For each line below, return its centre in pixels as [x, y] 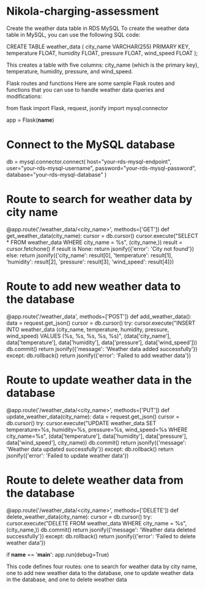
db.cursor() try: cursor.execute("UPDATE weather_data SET [81, 423]
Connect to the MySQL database [91, 145]
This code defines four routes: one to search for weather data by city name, [102, 566]
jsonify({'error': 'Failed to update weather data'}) [68, 455]
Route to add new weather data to [94, 286]
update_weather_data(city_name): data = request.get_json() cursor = [93, 417]
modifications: [24, 96]
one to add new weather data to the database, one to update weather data [100, 572]
